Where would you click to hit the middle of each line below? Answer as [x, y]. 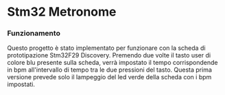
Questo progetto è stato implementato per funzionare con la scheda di [106, 48]
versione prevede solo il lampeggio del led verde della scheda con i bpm [109, 77]
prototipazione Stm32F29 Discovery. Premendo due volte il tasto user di [109, 55]
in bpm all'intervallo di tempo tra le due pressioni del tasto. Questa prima [110, 70]
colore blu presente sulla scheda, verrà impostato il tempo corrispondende [113, 63]
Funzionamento [34, 33]
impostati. [21, 84]
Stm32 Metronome [62, 12]
